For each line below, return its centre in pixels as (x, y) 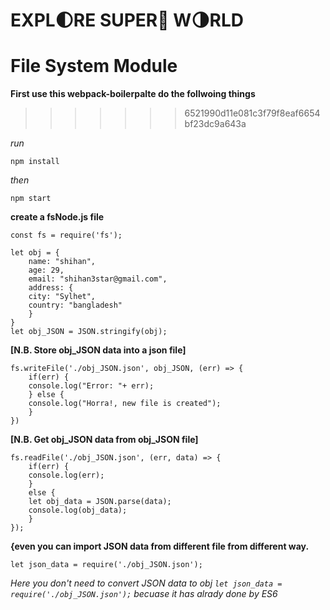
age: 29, (46, 270)
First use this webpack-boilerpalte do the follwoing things (133, 94)
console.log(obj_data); (78, 510)
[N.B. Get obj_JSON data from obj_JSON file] (104, 440)
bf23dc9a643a (215, 124)
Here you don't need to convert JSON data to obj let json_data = (146, 583)
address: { (51, 288)
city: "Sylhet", (62, 297)
